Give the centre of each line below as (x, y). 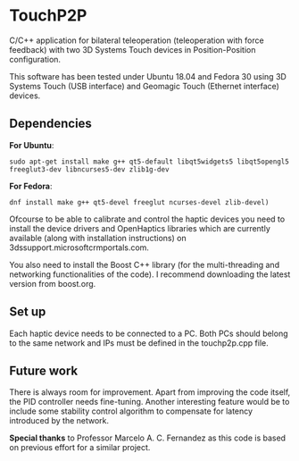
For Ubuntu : (32, 145)
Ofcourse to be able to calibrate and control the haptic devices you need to (147, 219)
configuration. (35, 59)
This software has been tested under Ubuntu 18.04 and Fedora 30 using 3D (148, 76)
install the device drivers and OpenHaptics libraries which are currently (140, 228)
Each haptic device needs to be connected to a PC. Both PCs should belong (149, 333)
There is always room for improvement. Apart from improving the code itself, (150, 392)
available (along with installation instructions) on (98, 238)
